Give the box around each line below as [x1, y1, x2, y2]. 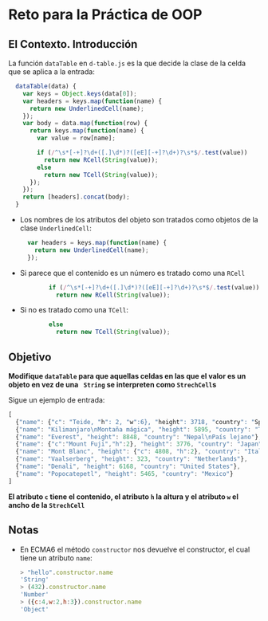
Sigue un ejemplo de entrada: [8, 395, 105, 404]
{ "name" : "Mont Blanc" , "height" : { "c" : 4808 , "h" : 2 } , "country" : [15, 448, 241, 456]
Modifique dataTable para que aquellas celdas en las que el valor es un [8, 371, 246, 380]
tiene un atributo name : [19, 552, 93, 563]
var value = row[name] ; [37, 134, 116, 143]
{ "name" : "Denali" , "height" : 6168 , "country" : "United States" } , [15, 462, 241, 471]
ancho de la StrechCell [8, 500, 85, 509]
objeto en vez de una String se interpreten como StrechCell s [8, 379, 217, 389]
